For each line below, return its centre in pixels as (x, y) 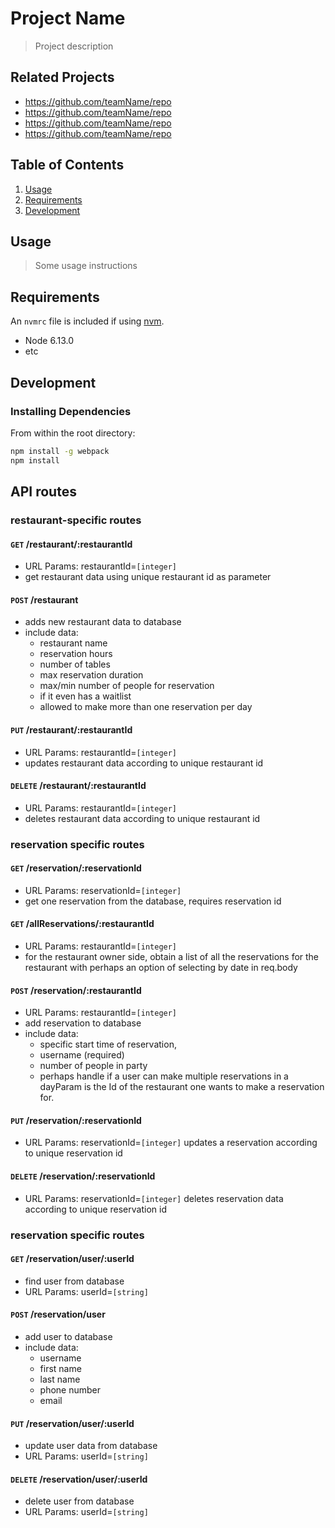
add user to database (68, 1337)
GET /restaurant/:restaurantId (71, 544)
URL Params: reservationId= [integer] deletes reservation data (154, 1198)
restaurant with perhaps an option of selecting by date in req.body (161, 968)
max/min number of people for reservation (127, 686)
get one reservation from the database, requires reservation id (153, 901)
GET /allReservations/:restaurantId (82, 924)
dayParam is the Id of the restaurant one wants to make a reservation (182, 1087)
